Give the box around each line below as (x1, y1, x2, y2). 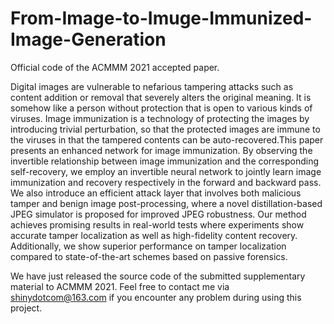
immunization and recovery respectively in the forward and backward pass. (10, 176, 322, 188)
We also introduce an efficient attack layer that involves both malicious (10, 187, 302, 199)
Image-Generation (10, 28, 167, 51)
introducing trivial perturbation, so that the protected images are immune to (10, 123, 321, 135)
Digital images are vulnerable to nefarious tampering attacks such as (10, 80, 294, 92)
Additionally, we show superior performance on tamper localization (10, 240, 287, 252)
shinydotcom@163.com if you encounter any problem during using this (10, 291, 302, 303)
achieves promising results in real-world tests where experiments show (10, 218, 305, 231)
